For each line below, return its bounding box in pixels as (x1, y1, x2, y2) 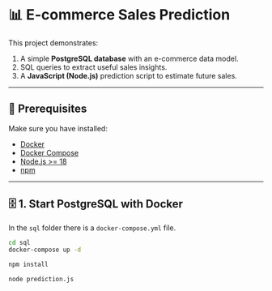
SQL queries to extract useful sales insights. (19, 62, 168, 72)
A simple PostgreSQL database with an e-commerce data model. (19, 53, 239, 63)
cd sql (8, 238, 31, 246)
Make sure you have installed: (8, 123, 108, 133)
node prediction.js (8, 276, 74, 284)
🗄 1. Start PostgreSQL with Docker (8, 197, 184, 211)
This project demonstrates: (8, 37, 99, 48)
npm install (8, 260, 49, 269)
